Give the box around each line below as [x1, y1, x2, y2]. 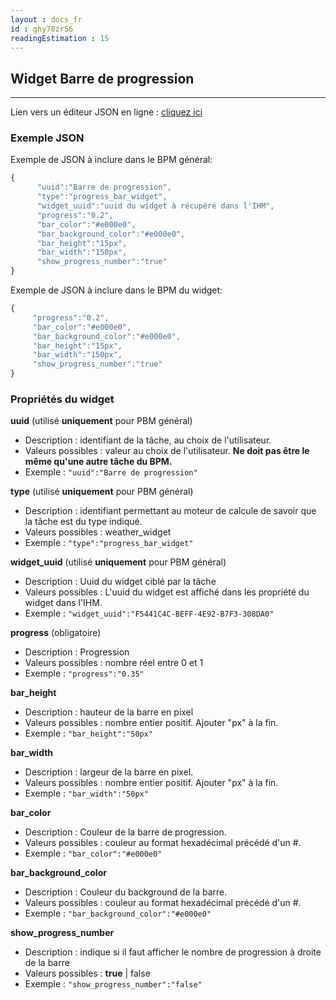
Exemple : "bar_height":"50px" [24, 727, 154, 740]
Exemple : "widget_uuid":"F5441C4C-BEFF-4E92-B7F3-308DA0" [24, 607, 275, 620]
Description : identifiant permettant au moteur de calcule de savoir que [24, 505, 317, 517]
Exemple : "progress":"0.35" [24, 667, 145, 680]
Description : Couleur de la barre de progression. [24, 826, 227, 838]
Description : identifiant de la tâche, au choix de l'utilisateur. [24, 434, 272, 446]
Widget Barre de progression [10, 70, 195, 87]
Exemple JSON [10, 131, 85, 145]
